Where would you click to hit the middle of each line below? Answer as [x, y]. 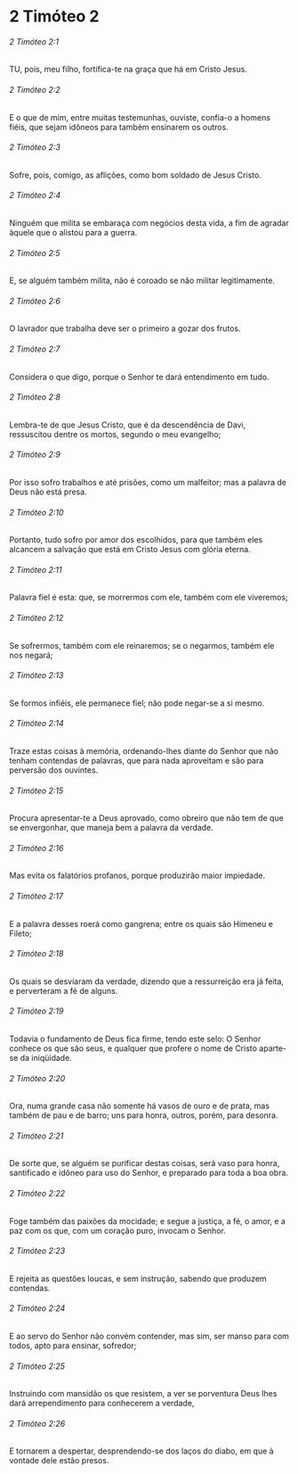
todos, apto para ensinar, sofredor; [73, 1346]
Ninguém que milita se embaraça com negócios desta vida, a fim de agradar [149, 223]
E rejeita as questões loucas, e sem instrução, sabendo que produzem [138, 1279]
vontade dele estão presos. [59, 1461]
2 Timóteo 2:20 [37, 1078]
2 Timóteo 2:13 [36, 675]
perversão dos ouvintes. [54, 770]
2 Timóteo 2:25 [37, 1366]
